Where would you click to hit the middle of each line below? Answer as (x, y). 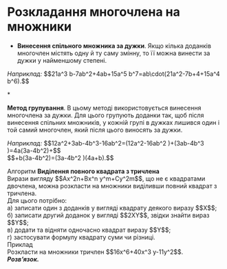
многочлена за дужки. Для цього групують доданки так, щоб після (106, 115)
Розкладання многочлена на (94, 12)
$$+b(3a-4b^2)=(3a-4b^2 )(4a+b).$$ (61, 158)
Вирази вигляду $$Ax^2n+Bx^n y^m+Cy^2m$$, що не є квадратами (106, 178)
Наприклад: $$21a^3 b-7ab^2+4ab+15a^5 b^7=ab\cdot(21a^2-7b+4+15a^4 (113, 74)
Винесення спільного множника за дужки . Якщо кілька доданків (114, 46)
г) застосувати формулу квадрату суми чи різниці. (82, 237)
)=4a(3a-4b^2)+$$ (34, 150)
